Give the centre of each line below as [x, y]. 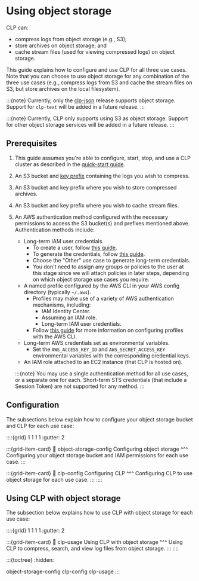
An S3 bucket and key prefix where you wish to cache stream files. [97, 205]
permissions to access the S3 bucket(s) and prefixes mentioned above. [102, 223]
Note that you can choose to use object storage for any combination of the [98, 76]
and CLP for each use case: [40, 426]
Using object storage [59, 11]
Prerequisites [32, 144]
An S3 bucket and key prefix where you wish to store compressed [96, 187]
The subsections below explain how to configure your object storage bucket [100, 419]
